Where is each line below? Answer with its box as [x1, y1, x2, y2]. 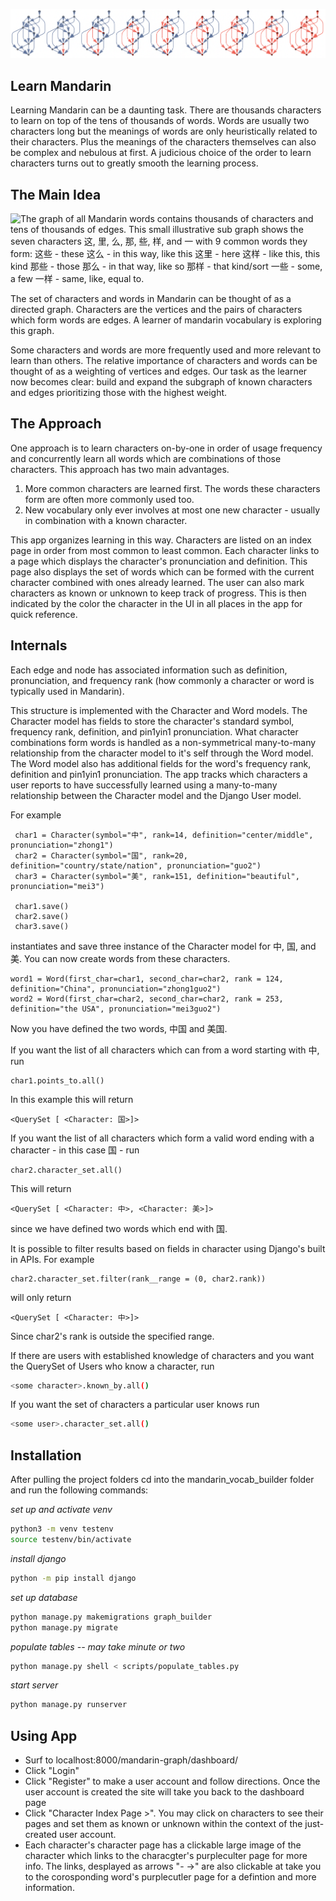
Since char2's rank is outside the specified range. [10, 1330, 215, 1342]
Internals [10, 637, 68, 654]
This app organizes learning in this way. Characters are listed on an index [10, 534, 312, 546]
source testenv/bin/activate [10, 1535, 132, 1545]
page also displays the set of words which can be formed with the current [10, 565, 315, 578]
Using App [10, 1727, 78, 1744]
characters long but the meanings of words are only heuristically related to [10, 125, 318, 138]
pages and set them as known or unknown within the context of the [24, 1818, 303, 1830]
